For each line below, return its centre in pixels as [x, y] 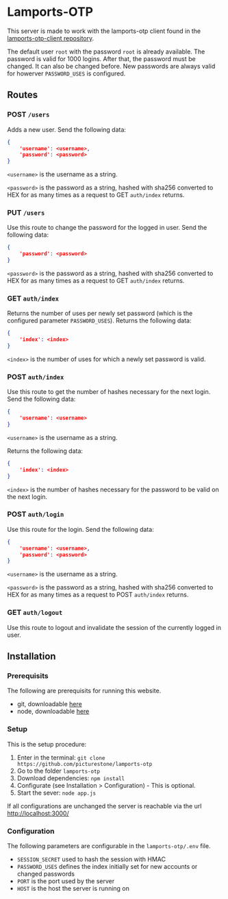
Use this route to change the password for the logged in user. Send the [107, 228]
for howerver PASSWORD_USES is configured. [66, 73]
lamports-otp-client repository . [51, 38]
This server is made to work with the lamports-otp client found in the [104, 31]
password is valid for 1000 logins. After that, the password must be [102, 58]
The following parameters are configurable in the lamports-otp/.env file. [109, 845]
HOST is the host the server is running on [73, 888]
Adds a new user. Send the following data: [67, 129]
